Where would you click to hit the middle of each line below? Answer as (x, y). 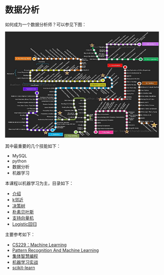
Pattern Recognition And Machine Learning (55, 250)
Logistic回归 (24, 224)
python (19, 161)
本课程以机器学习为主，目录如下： (39, 183)
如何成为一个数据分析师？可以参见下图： (46, 24)
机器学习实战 (25, 262)
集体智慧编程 (25, 256)
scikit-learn (23, 267)
